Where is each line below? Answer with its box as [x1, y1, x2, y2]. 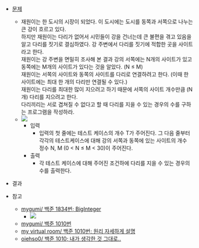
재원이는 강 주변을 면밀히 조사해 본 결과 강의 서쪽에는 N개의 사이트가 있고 [21, 56, 192, 63]
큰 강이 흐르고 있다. [21, 26, 66, 33]
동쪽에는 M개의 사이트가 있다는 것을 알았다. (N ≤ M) [21, 63, 144, 70]
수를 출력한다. [39, 167, 72, 174]
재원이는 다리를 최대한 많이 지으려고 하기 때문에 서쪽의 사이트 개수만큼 [21, 86, 186, 93]
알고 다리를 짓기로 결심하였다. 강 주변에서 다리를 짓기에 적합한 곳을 [21, 41, 177, 48]
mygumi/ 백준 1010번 [21, 220, 72, 227]
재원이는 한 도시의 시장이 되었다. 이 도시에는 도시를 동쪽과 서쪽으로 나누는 [21, 18, 194, 25]
